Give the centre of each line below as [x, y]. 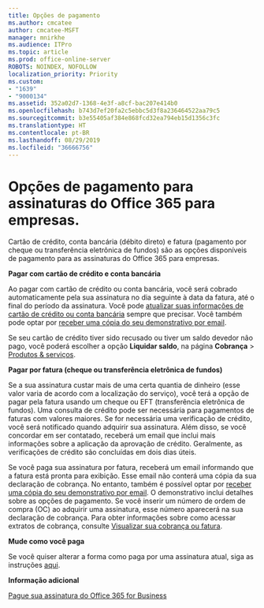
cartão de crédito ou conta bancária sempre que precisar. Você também [125, 314]
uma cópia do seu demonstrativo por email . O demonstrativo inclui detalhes [131, 493]
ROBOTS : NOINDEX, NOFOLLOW [52, 67]
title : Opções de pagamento [54, 15]
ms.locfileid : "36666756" [50, 147]
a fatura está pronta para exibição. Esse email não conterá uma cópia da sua [132, 476]
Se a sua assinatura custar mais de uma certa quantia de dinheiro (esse [124, 385]
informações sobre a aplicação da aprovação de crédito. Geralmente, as [125, 444]
